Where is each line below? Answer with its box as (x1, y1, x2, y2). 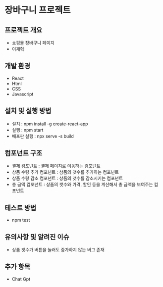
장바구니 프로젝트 (4, 4, 71, 16)
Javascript (11, 91, 34, 97)
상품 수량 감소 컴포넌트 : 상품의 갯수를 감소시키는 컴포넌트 (11, 175, 123, 181)
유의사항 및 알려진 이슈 (4, 233, 70, 241)
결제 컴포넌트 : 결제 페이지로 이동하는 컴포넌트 (11, 163, 101, 169)
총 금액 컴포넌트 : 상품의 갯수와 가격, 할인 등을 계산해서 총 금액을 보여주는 (11, 182, 153, 188)
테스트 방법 (4, 203, 37, 212)
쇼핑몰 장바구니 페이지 (11, 40, 55, 46)
